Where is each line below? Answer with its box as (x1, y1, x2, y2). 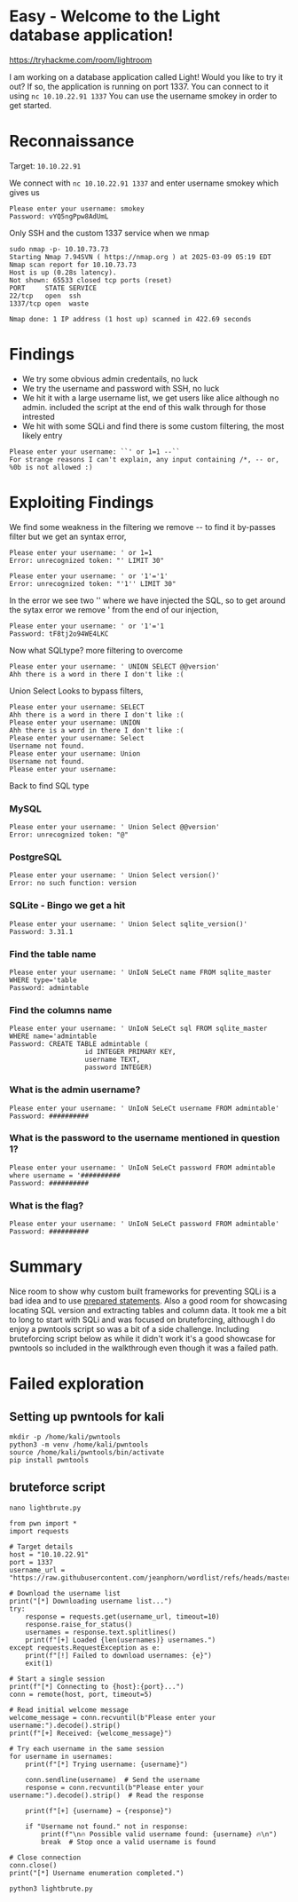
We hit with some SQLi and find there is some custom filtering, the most (21, 420, 285, 432)
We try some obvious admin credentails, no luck (21, 373, 199, 384)
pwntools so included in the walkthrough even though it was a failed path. (9, 1343, 278, 1353)
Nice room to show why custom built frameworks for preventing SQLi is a (9, 1286, 277, 1297)
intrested (21, 411, 55, 422)
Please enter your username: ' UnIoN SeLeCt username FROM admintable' (9, 1104, 279, 1113)
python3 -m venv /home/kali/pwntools (9, 1440, 149, 1449)
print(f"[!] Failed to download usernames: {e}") (25, 1651, 213, 1660)
